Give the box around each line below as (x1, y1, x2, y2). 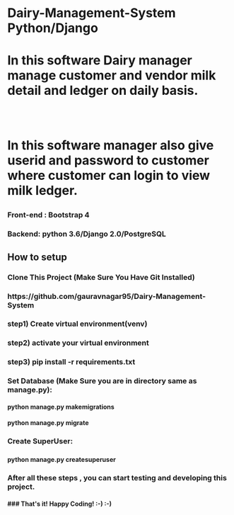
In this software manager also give (7, 137, 214, 154)
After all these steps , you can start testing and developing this (7, 473, 228, 483)
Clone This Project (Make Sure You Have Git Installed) (7, 272, 196, 282)
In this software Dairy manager (7, 52, 192, 69)
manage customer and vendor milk (7, 67, 216, 84)
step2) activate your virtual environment (7, 338, 150, 348)
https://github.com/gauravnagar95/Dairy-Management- (7, 291, 206, 301)
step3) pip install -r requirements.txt (7, 357, 136, 367)
